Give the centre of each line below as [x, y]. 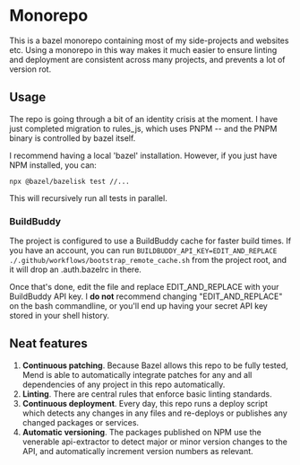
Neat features [48, 343]
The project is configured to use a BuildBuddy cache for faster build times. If [150, 241]
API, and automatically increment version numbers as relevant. [137, 451]
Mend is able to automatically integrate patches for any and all [137, 374]
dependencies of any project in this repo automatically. [124, 384]
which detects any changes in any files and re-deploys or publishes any [155, 413]
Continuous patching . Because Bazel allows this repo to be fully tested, [155, 365]
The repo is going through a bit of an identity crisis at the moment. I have [144, 118]
